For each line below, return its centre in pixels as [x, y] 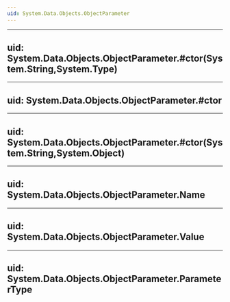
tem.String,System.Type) [62, 69]
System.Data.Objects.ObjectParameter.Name [106, 195]
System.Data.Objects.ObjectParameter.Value [106, 237]
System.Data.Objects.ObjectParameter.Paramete [114, 279]
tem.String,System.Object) [66, 153]
